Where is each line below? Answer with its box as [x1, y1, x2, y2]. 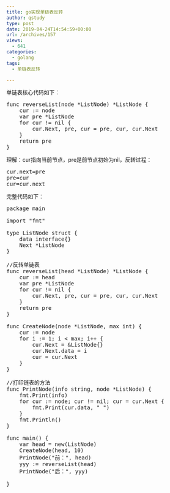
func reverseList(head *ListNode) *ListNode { [6, 268, 149, 275]
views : [6, 37, 23, 43]
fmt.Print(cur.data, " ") [32, 404, 110, 411]
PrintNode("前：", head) [19, 454, 92, 461]
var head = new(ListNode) [19, 441, 97, 448]
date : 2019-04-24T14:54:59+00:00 [6, 26, 92, 32]
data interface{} [19, 236, 72, 243]
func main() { [6, 435, 49, 442]
